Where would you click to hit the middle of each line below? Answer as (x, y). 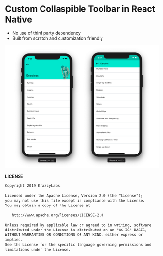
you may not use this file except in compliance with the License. (75, 201)
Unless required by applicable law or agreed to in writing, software (78, 225)
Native (19, 19)
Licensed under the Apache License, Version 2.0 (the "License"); (74, 196)
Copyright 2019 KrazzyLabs (32, 186)
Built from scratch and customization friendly (58, 38)
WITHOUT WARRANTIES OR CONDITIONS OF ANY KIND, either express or (74, 235)
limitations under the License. (38, 250)
